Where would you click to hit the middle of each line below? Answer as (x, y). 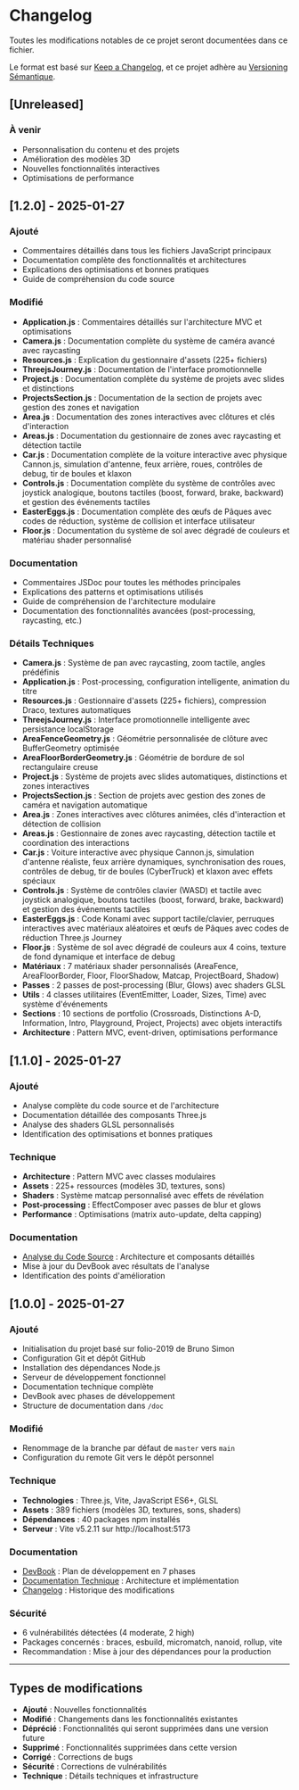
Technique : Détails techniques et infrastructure (110, 1776)
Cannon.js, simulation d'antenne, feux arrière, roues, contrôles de (142, 464)
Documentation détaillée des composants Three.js (114, 1115)
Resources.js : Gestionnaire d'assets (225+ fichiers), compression (144, 700)
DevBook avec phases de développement (98, 1396)
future (33, 1738)
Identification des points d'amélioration (94, 1276)
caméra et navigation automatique (85, 805)
